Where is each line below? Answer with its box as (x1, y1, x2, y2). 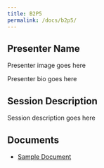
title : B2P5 (7, 10, 42, 17)
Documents (7, 134, 60, 146)
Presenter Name (7, 43, 80, 55)
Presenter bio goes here (7, 75, 77, 83)
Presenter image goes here (7, 61, 86, 70)
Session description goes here (7, 113, 96, 122)
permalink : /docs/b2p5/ (7, 17, 77, 24)
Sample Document (17, 152, 72, 161)
